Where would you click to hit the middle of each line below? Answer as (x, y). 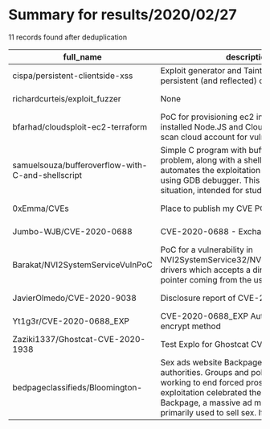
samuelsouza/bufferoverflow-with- (80, 165)
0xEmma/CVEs (41, 208)
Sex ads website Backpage (211, 362)
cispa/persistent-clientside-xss (73, 76)
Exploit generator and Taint (211, 70)
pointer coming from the (206, 279)
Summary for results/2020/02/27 (123, 15)
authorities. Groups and (205, 372)
